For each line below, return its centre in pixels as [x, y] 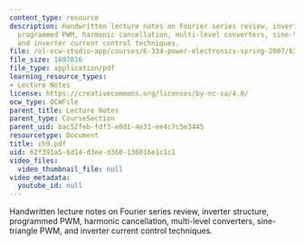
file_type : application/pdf [62, 69]
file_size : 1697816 [46, 60]
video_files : [34, 160]
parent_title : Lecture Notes [64, 110]
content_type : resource [54, 18]
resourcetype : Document [54, 136]
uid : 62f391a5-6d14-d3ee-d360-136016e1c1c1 [93, 152]
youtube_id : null [50, 186]
